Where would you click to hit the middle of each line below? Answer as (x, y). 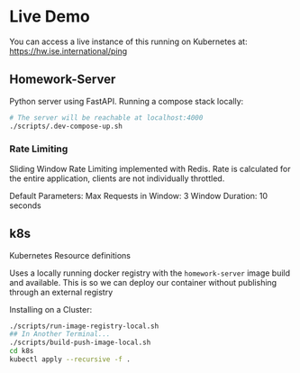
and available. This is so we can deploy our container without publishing (143, 282)
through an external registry (61, 292)
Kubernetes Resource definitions (70, 255)
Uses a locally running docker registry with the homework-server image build (150, 273)
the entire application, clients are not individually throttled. (117, 178)
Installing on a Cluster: (51, 309)
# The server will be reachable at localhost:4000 (106, 118)
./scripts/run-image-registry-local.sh (84, 326)
